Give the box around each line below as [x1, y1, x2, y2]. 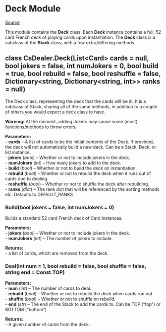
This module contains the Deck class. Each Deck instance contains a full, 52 [5, 29, 162, 35]
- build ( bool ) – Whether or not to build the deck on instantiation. [5, 165, 137, 171]
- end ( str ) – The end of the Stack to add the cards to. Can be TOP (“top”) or [5, 301, 161, 307]
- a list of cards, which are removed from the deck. [5, 250, 109, 256]
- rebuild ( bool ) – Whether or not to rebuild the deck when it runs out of [5, 170, 151, 176]
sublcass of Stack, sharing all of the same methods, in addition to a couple [5, 103, 158, 109]
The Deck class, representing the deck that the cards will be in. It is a [5, 98, 146, 104]
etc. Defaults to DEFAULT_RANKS [5, 191, 73, 197]
